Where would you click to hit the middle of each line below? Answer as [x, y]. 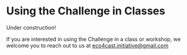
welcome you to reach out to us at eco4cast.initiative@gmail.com [87, 45]
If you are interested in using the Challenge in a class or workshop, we [93, 39]
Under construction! [31, 27]
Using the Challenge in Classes [86, 11]
